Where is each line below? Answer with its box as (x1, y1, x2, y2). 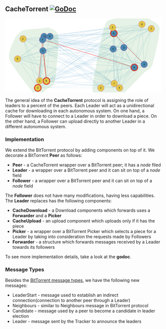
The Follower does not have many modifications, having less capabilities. (5, 192, 155, 198)
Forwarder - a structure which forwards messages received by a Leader (12, 238, 161, 245)
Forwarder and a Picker (12, 212, 62, 218)
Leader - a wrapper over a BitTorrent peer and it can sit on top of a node (12, 167, 161, 173)
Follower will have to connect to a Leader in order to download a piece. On (5, 113, 157, 119)
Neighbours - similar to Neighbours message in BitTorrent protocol (12, 303, 149, 309)
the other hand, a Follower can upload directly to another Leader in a (5, 118, 145, 124)
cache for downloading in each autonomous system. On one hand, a (5, 107, 145, 114)
